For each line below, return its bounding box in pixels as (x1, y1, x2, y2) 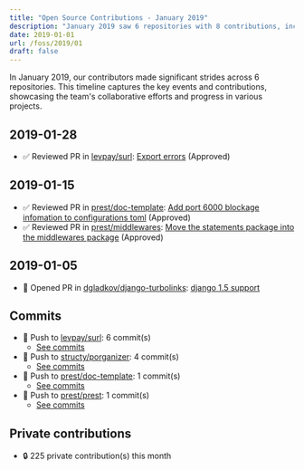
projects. (9, 101, 43, 111)
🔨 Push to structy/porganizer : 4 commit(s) (22, 351, 179, 362)
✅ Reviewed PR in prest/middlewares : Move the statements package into (22, 221, 295, 232)
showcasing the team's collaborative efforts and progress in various (9, 91, 263, 102)
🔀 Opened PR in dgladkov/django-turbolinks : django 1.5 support (22, 282, 261, 293)
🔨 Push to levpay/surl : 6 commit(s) (22, 332, 151, 343)
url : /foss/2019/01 (9, 38, 83, 48)
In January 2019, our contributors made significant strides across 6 (9, 72, 260, 82)
